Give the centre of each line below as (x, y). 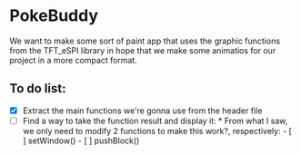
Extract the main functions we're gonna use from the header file (142, 111)
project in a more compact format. (74, 60)
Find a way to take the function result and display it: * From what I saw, (155, 121)
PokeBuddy (54, 16)
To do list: (38, 88)
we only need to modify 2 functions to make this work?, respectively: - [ (157, 131)
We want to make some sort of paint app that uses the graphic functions (145, 41)
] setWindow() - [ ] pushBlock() (81, 140)
